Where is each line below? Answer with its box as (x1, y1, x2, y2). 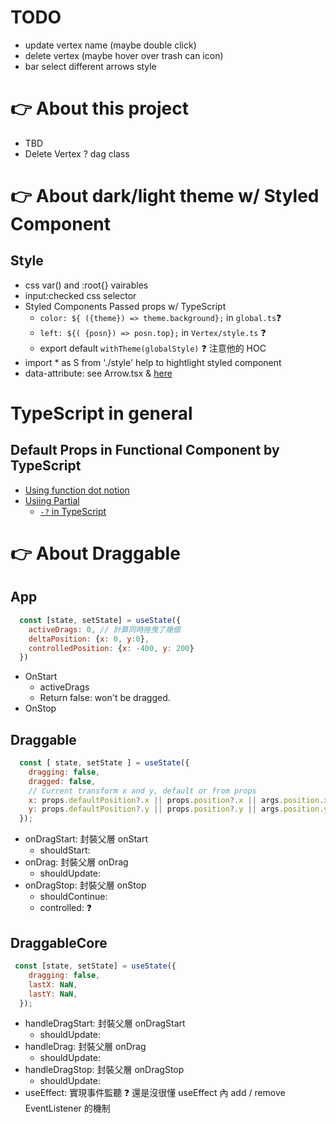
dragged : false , (28, 776, 97, 786)
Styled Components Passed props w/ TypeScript (24, 300, 227, 312)
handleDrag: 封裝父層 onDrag (24, 1041, 147, 1053)
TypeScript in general (10, 402, 193, 425)
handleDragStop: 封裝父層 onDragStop (24, 1064, 185, 1076)
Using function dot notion (24, 484, 130, 496)
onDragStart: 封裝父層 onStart (24, 833, 148, 845)
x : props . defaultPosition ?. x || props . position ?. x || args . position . (28, 795, 325, 805)
